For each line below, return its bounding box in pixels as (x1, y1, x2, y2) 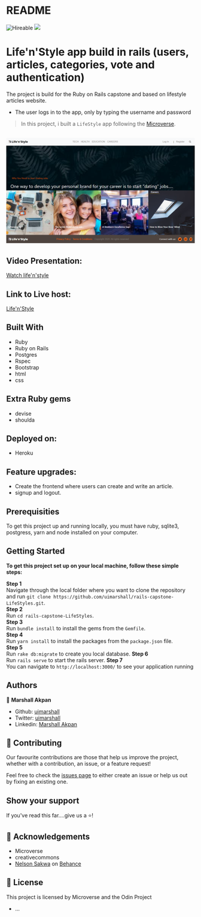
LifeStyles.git (6, 600, 44, 606)
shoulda (14, 416, 35, 423)
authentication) (6, 71, 85, 85)
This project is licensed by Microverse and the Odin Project (6, 893, 152, 900)
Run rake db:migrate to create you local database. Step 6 (6, 650, 148, 657)
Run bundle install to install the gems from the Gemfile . (6, 624, 145, 632)
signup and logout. (14, 489, 62, 497)
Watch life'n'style (6, 272, 49, 279)
